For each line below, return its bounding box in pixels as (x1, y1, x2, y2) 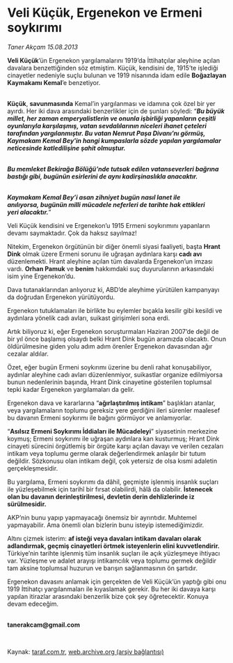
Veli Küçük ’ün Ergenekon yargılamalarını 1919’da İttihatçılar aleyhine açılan (7, 56, 220, 64)
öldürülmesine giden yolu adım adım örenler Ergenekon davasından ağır (7, 342, 213, 350)
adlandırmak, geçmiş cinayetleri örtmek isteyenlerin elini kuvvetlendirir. (7, 542, 220, 550)
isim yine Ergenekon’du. (7, 272, 76, 280)
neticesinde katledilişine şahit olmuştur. (7, 144, 126, 152)
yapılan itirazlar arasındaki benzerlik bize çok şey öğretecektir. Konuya (7, 592, 209, 600)
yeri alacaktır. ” (7, 208, 51, 216)
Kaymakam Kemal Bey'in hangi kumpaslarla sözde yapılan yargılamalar (7, 136, 221, 144)
